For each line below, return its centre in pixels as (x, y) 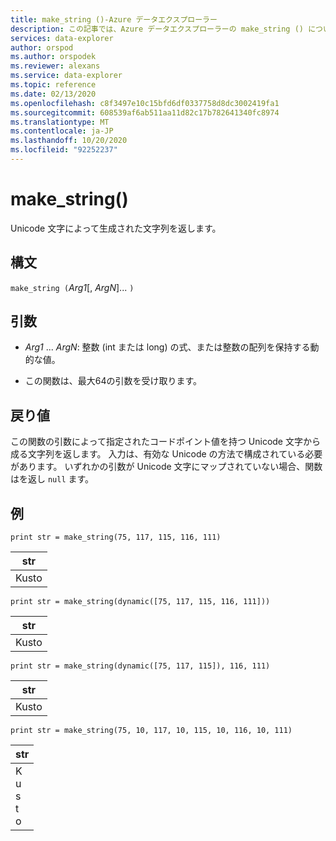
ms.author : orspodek (53, 57)
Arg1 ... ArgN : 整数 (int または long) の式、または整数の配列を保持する (167, 347)
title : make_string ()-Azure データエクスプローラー (114, 19)
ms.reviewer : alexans (55, 66)
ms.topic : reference (53, 85)
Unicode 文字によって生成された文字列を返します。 (116, 228)
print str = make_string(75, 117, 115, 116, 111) (116, 537)
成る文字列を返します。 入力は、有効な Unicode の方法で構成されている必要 (166, 454)
